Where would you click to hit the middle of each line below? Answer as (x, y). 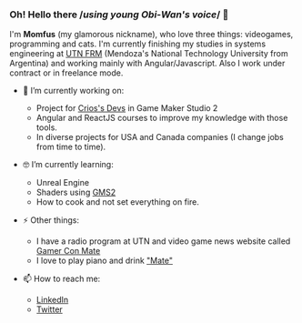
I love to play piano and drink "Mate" (104, 261)
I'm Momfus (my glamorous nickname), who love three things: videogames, (151, 35)
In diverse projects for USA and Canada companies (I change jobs (160, 137)
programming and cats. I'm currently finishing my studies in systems (138, 44)
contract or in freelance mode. (66, 73)
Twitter (50, 309)
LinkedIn (52, 300)
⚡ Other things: (51, 220)
